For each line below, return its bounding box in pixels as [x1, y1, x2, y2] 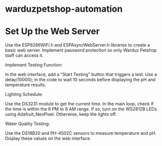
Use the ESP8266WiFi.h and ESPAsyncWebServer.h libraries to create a [5, 42, 150, 48]
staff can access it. [5, 52, 44, 58]
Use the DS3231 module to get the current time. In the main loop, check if [5, 101, 154, 107]
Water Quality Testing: [5, 121, 50, 127]
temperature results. [5, 82, 47, 88]
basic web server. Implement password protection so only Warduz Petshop [5, 48, 157, 53]
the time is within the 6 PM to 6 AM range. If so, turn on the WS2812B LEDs [5, 106, 157, 112]
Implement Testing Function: [5, 62, 63, 68]
